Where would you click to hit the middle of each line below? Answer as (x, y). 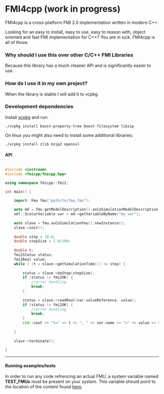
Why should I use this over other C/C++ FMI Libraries (69, 55)
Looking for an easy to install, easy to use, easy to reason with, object (75, 32)
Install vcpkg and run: (27, 117)
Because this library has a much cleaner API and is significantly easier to (78, 66)
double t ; (24, 250)
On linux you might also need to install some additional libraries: (69, 135)
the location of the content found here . (44, 387)
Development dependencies (39, 107)
